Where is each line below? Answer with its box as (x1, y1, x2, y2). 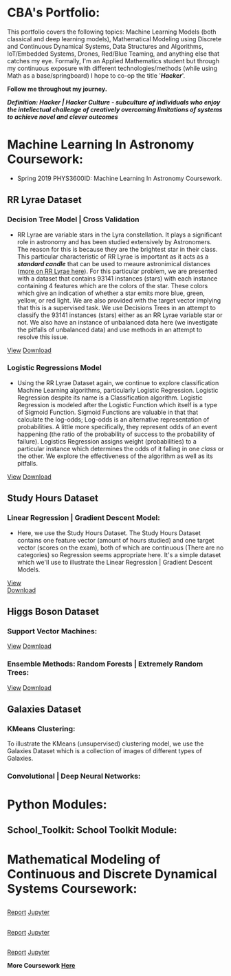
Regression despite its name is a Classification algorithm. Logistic (16, 393, 203, 402)
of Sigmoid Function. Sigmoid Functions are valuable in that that (16, 408, 198, 416)
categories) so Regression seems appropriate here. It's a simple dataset (16, 550, 221, 559)
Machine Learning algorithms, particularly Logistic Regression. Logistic (16, 386, 219, 394)
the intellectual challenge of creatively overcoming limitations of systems (7, 105, 223, 113)
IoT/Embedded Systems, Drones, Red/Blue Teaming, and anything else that (7, 50, 220, 58)
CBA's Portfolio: (7, 5, 100, 21)
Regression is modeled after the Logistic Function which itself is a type (16, 400, 218, 409)
